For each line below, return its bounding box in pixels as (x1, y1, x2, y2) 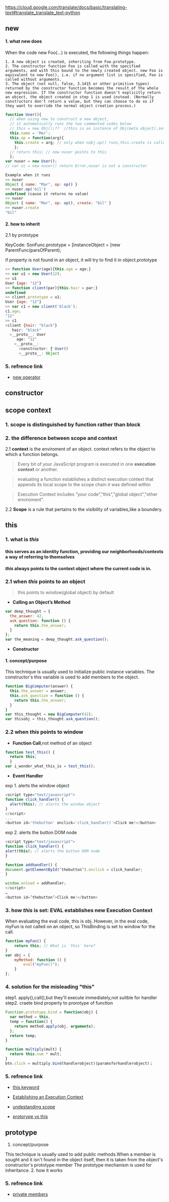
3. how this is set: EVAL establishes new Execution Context (5, 907, 153, 914)
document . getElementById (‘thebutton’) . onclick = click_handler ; (5, 867, 143, 872)
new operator (12, 374, 41, 381)
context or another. (17, 467, 58, 473)
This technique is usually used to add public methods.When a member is (5, 1151, 156, 1157)
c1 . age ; (5, 309, 22, 314)
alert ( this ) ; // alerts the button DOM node (5, 848, 100, 854)
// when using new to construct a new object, (10, 117, 109, 122)
